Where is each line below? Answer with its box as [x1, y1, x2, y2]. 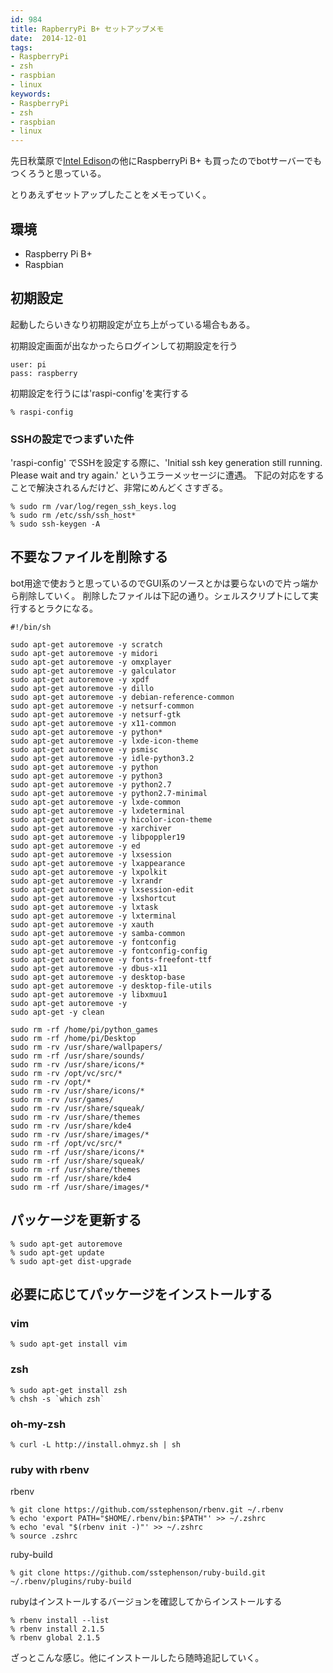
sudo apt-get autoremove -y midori [10, 648, 159, 658]
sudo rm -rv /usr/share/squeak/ [10, 1103, 145, 1113]
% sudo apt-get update [10, 1247, 105, 1258]
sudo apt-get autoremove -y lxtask [10, 902, 159, 912]
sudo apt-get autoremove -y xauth [10, 919, 155, 930]
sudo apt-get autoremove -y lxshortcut [10, 893, 177, 903]
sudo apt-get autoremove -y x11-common [10, 718, 177, 728]
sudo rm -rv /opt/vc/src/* [10, 1068, 123, 1078]
